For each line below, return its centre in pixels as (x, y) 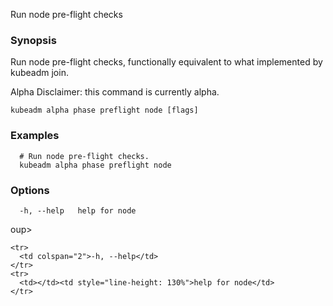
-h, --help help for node (78, 210)
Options (30, 190)
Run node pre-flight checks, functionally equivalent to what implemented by (166, 62)
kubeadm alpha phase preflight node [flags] (104, 110)
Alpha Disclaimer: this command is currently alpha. (115, 92)
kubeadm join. (39, 73)
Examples (35, 136)
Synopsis (33, 40)
